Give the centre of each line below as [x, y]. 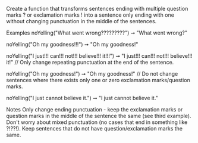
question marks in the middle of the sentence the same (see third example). [99, 116]
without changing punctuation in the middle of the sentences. [81, 21]
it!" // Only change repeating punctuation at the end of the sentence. [90, 62]
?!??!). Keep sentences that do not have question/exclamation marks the [95, 128]
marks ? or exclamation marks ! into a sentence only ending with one [90, 15]
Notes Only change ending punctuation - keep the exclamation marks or [95, 109]
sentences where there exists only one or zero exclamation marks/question [98, 80]
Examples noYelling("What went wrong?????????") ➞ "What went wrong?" [97, 33]
